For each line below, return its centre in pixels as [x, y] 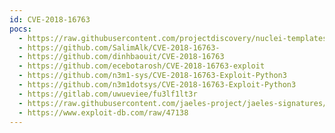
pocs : [20, 29]
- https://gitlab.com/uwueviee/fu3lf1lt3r [108, 94]
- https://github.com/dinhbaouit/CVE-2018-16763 [121, 57]
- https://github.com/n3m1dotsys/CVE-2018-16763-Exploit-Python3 [157, 85]
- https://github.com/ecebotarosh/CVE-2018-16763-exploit [142, 66]
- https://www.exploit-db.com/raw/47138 [103, 112]
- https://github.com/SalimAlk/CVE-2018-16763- [119, 47]
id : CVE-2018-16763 [50, 19]
